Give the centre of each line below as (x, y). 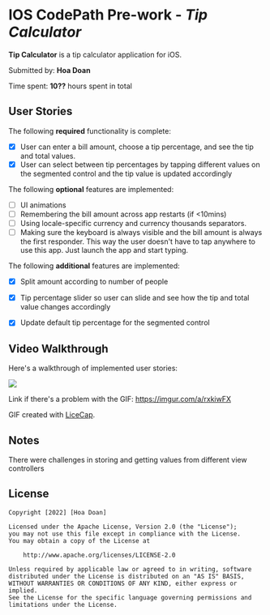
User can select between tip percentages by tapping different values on (140, 164)
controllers (26, 468)
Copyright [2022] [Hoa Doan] (58, 512)
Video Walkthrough (58, 349)
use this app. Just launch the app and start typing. (104, 250)
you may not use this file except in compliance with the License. (125, 534)
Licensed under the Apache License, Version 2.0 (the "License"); (123, 527)
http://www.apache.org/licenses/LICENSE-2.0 (99, 555)
